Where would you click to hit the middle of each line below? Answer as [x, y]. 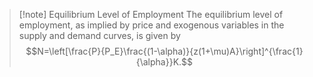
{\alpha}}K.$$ [164, 62]
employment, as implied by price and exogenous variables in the [151, 25]
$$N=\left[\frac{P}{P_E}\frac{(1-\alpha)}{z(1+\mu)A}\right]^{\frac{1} [164, 51]
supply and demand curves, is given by [99, 35]
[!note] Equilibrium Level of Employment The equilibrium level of [151, 14]
